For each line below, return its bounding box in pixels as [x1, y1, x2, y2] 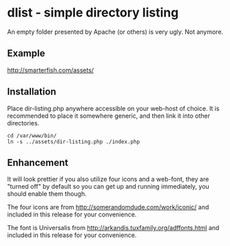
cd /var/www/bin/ [7, 132, 57, 139]
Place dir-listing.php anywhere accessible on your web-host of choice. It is [7, 104, 220, 112]
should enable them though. [7, 189, 87, 198]
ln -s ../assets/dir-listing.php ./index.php [7, 138, 140, 145]
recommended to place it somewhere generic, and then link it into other [7, 112, 210, 120]
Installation [7, 86, 56, 98]
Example [7, 48, 45, 59]
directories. [7, 119, 40, 127]
